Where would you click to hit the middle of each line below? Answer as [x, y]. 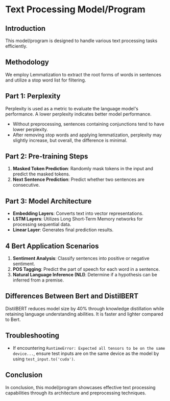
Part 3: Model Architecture [48, 201]
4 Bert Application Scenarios [52, 246]
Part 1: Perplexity [33, 96]
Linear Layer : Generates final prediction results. [63, 230]
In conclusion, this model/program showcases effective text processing [80, 387]
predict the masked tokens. [41, 174]
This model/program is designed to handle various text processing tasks [81, 41]
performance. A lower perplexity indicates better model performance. [78, 114]
